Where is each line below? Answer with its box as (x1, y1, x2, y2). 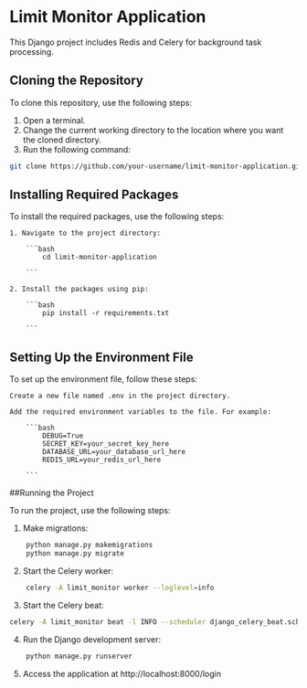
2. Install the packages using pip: (9, 285, 149, 294)
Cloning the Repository (9, 73, 143, 89)
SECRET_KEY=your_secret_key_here (42, 439, 170, 449)
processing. (9, 46, 55, 57)
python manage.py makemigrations (26, 541, 153, 550)
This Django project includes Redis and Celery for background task (9, 37, 262, 48)
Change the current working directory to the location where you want (22, 124, 284, 135)
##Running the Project (9, 487, 94, 499)
